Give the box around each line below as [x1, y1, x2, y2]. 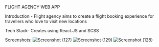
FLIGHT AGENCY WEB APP [5, 4, 60, 10]
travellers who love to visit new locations [5, 19, 87, 24]
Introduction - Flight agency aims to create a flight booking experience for [5, 13, 154, 19]
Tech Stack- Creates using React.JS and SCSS [5, 28, 99, 33]
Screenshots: [5, 37, 32, 43]
